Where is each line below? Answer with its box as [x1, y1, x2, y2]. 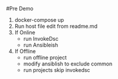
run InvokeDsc [23, 35, 59, 42]
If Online [14, 29, 35, 36]
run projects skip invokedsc [23, 67, 90, 73]
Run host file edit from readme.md [14, 23, 98, 29]
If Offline [14, 48, 36, 55]
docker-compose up [14, 17, 65, 23]
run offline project [23, 54, 67, 61]
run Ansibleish [23, 41, 59, 48]
